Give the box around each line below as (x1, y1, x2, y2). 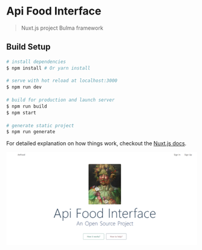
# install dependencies (6, 59, 67, 65)
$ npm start (6, 110, 36, 116)
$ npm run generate (6, 129, 56, 135)
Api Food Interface (6, 4, 102, 18)
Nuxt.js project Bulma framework (21, 24, 104, 31)
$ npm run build (6, 103, 47, 110)
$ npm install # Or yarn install (6, 65, 91, 71)
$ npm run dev (6, 84, 42, 90)
